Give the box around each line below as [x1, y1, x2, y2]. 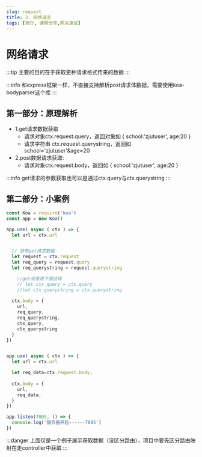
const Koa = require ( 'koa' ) [6, 210, 77, 216]
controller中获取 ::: [22, 444, 68, 451]
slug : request [6, 8, 42, 15]
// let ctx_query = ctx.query [17, 281, 93, 287]
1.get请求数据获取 [14, 126, 59, 133]
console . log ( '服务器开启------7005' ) [11, 420, 102, 426]
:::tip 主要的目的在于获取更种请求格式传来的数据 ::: [6, 68, 130, 76]
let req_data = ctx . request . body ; [11, 370, 93, 376]
